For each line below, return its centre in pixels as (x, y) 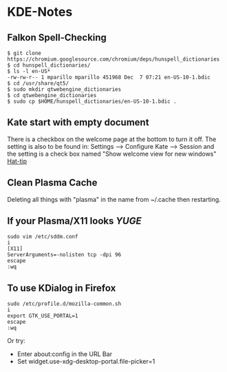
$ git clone (24, 53)
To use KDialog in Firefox (62, 288)
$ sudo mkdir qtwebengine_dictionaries (64, 90)
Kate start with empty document (78, 122)
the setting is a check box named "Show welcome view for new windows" (112, 154)
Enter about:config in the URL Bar (64, 354)
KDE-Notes (40, 12)
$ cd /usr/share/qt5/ (38, 83)
